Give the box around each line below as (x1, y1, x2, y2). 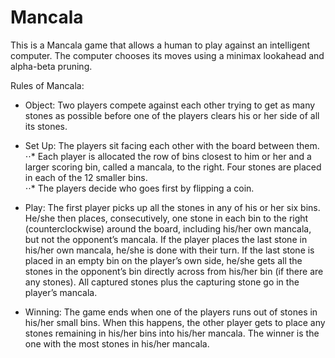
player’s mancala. (24, 286, 98, 298)
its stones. (24, 120, 68, 132)
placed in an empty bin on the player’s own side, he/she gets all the (24, 254, 303, 266)
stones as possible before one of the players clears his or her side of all (24, 109, 320, 121)
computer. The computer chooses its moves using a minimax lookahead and (10, 49, 325, 61)
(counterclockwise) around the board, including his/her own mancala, (24, 222, 312, 235)
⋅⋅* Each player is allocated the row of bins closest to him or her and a (24, 150, 312, 162)
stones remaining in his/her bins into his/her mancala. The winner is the (24, 327, 320, 339)
